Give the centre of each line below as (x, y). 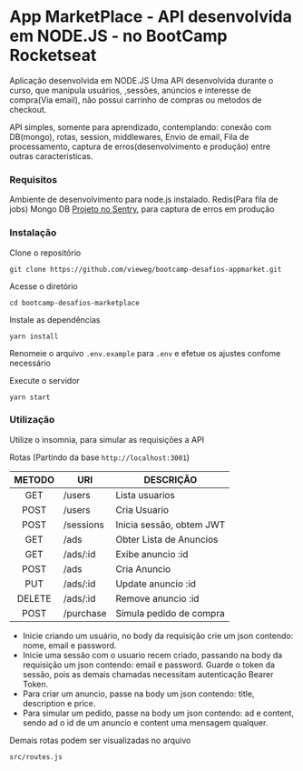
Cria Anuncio (143, 568)
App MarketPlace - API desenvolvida (151, 17)
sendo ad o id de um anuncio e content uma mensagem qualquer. (145, 722)
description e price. (59, 703)
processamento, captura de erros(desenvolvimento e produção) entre (140, 146)
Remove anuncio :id (157, 598)
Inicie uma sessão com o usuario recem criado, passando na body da (152, 655)
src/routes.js (36, 756)
